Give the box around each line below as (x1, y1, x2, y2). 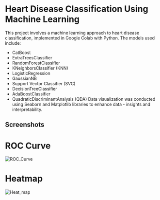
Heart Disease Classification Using (5, 3, 149, 15)
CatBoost (12, 50, 31, 55)
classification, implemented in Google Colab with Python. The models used (5, 35, 155, 41)
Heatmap (5, 173, 43, 184)
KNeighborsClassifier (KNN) (12, 65, 69, 71)
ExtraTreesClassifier (12, 55, 52, 60)
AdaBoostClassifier (12, 91, 51, 97)
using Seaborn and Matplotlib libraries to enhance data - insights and (12, 101, 150, 107)
